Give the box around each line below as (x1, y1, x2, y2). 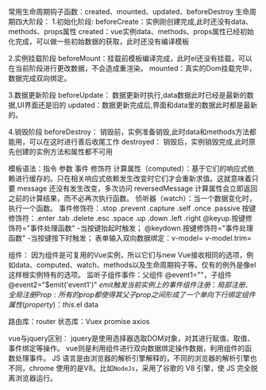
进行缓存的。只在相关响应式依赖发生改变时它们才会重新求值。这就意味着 (14, 174, 252, 183)
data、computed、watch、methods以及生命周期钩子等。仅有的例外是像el (14, 261, 256, 269)
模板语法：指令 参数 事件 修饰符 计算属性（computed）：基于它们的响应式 (8, 164, 248, 173)
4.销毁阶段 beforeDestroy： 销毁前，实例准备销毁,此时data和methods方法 (8, 127, 250, 137)
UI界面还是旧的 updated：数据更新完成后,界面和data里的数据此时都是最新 (17, 100, 258, 110)
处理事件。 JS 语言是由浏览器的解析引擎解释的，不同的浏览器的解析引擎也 (14, 353, 257, 363)
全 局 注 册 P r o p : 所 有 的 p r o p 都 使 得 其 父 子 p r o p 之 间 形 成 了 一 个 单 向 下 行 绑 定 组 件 (8, 290, 256, 299)
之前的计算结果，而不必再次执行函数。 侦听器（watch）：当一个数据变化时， (8, 194, 256, 203)
